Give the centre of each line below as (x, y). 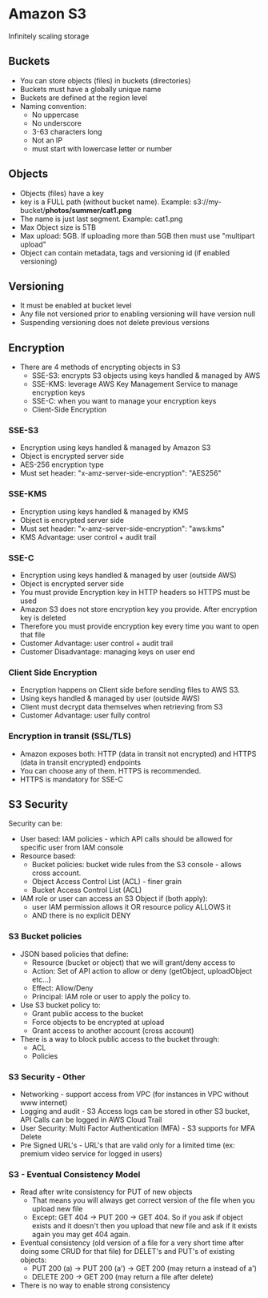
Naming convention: (53, 106)
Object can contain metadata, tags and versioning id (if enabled (125, 252)
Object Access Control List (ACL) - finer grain (107, 882)
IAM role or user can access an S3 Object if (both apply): (114, 898)
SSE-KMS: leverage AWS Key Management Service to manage (135, 384)
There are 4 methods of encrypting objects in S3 (100, 367)
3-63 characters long (67, 131)
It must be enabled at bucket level (76, 306)
